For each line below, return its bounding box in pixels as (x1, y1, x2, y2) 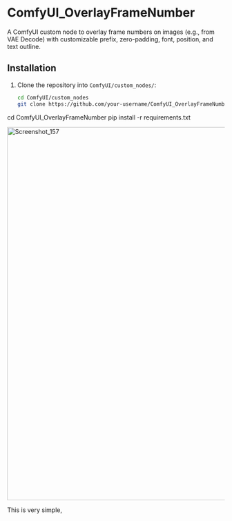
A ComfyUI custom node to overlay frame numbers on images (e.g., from (7, 28, 215, 36)
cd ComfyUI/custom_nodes (17, 94, 89, 101)
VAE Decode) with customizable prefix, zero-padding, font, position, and (7, 35, 213, 43)
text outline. (7, 42, 41, 50)
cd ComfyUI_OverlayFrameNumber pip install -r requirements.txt (7, 113, 191, 122)
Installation (7, 62, 57, 74)
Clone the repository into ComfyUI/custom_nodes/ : (17, 81, 157, 89)
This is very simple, (7, 506, 63, 514)
